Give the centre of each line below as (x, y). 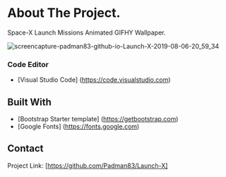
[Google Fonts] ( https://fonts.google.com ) (78, 127)
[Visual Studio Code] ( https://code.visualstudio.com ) (94, 80)
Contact (25, 148)
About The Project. (64, 13)
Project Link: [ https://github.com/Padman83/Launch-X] (88, 165)
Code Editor (28, 64)
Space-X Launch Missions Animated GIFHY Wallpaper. (87, 32)
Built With (29, 102)
